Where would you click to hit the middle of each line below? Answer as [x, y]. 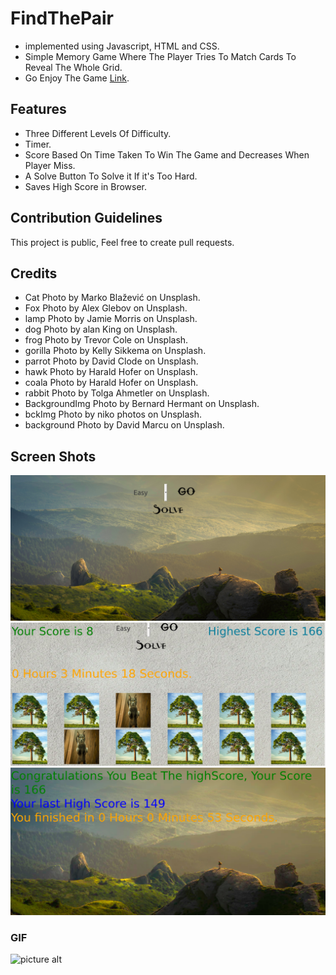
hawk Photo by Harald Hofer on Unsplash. [111, 372]
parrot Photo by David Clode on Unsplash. [111, 361]
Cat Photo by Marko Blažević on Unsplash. [112, 298]
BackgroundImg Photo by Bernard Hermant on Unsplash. [142, 404]
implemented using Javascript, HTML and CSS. [122, 46]
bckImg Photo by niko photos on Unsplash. [113, 414]
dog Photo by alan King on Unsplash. [101, 329]
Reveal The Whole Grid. [73, 67]
